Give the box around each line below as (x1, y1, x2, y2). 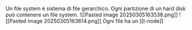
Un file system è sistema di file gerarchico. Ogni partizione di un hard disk (5, 5, 186, 12)
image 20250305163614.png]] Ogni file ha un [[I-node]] (27, 18, 164, 24)
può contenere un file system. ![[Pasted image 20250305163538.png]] (5, 11, 178, 18)
